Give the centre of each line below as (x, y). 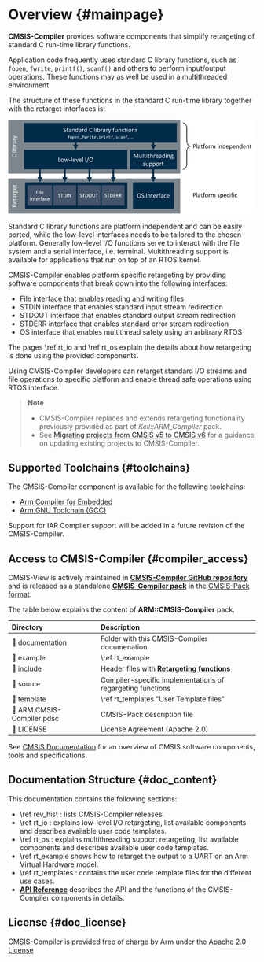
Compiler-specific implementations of (163, 679)
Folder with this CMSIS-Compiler (154, 638)
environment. (29, 85)
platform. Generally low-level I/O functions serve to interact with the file (124, 242)
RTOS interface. (34, 387)
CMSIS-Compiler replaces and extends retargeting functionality (142, 418)
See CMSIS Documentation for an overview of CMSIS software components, (132, 746)
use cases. (37, 881)
